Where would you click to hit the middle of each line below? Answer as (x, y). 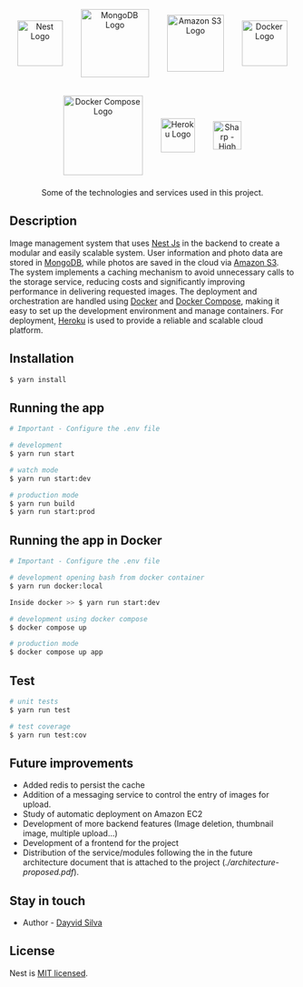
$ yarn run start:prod (52, 512)
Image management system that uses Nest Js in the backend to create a (145, 243)
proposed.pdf (48, 872)
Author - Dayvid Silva (62, 922)
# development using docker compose (78, 619)
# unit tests (34, 701)
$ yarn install (38, 379)
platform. (26, 330)
